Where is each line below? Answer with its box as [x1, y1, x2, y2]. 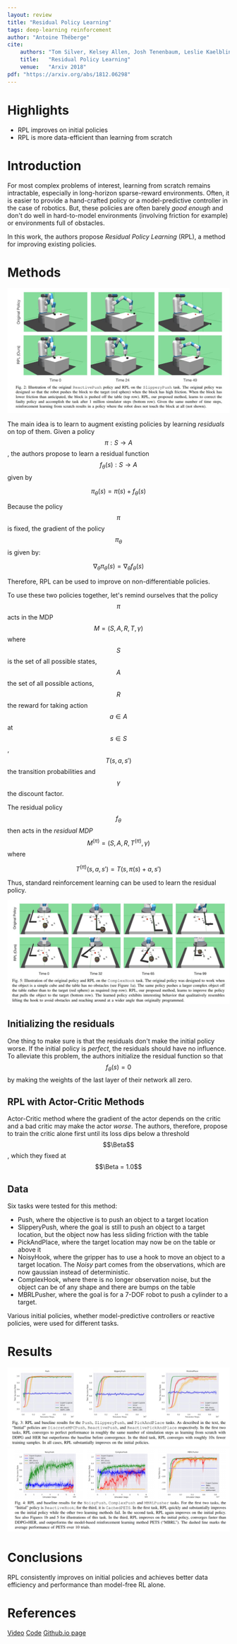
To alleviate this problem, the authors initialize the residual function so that [7, 1051, 224, 1060]
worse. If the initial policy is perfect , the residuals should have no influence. [7, 1044, 226, 1053]
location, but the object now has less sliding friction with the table [17, 1231, 209, 1239]
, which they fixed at [7, 1152, 66, 1160]
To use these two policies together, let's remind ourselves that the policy [7, 591, 219, 599]
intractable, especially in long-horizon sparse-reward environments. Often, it [7, 188, 230, 197]
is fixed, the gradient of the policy [7, 524, 105, 533]
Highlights [7, 102, 69, 118]
